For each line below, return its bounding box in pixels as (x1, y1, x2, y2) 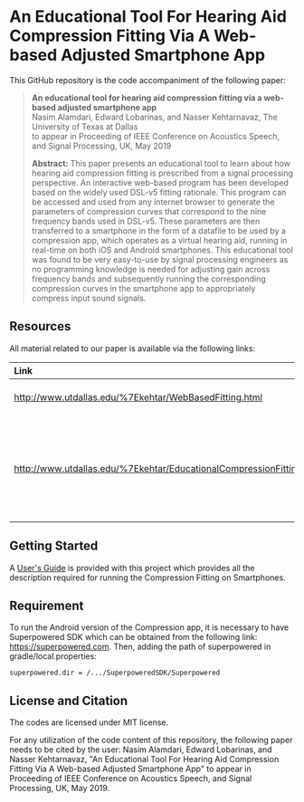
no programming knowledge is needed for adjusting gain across (31, 263, 271, 274)
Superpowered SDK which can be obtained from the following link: (9, 632, 258, 643)
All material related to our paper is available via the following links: (9, 342, 256, 354)
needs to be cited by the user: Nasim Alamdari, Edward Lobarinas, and (9, 744, 273, 755)
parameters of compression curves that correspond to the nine (31, 205, 267, 216)
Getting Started (9, 539, 99, 554)
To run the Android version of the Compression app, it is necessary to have (9, 622, 290, 633)
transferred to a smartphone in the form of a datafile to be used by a (31, 224, 287, 236)
